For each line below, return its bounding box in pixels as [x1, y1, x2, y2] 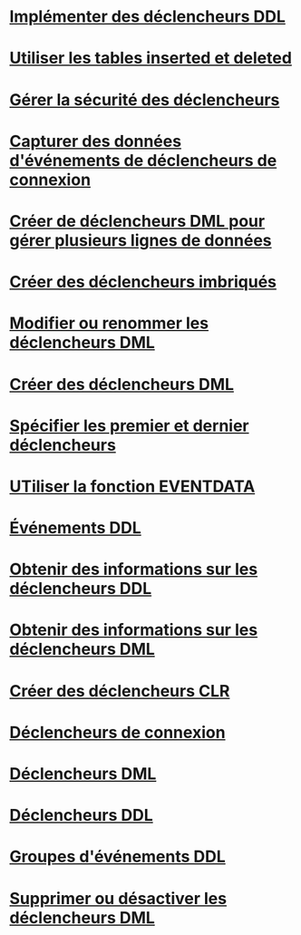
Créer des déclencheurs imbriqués [9, 272, 277, 292]
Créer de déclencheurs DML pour [9, 210, 266, 231]
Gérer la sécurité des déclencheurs [9, 89, 280, 110]
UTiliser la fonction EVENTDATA [9, 476, 256, 496]
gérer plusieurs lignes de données [9, 229, 272, 250]
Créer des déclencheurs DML [9, 374, 234, 394]
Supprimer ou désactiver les [9, 888, 228, 909]
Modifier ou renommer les [9, 313, 209, 334]
